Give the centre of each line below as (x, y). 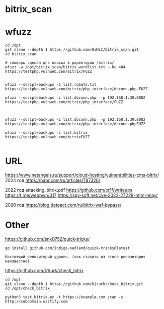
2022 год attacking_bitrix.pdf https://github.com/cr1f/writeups (69, 190)
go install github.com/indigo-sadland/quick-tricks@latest (68, 248)
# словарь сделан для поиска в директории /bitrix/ (60, 63)
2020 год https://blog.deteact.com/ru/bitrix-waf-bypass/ (63, 205)
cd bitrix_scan (21, 54)
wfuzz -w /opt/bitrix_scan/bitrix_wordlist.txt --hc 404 (65, 67)
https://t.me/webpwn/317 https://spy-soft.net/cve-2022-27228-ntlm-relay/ (82, 195)
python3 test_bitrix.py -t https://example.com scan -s (64, 297)
